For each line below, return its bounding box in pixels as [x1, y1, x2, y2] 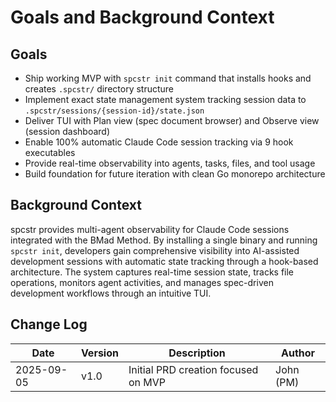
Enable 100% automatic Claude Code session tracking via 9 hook [24, 136, 294, 148]
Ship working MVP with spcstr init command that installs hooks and [24, 72, 312, 84]
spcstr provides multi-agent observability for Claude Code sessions [10, 223, 290, 235]
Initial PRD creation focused [128, 362, 259, 376]
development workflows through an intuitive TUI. [10, 287, 212, 299]
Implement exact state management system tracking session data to [24, 94, 307, 105]
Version [80, 346, 119, 360]
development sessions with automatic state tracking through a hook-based [10, 255, 319, 267]
